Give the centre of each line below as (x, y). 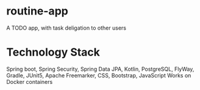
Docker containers (30, 82)
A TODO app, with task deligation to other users (66, 28)
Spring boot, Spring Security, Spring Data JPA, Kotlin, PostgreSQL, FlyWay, (100, 69)
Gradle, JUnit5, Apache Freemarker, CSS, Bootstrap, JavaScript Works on (99, 75)
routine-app (37, 11)
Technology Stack (53, 52)
